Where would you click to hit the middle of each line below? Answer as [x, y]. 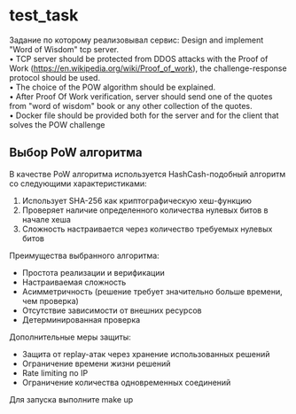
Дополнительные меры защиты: [70, 337]
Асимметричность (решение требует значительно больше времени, [152, 291]
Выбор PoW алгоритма [76, 153]
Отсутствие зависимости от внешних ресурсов [112, 310]
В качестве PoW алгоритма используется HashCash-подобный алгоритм [148, 174]
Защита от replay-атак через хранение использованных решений [146, 354]
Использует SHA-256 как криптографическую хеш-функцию [137, 200]
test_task [44, 16]
